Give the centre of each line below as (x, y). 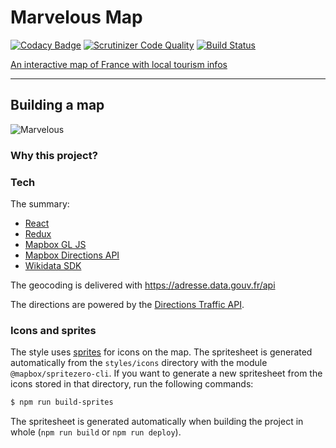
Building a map (57, 105)
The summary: (40, 203)
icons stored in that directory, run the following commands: (132, 384)
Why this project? (54, 155)
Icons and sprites (53, 330)
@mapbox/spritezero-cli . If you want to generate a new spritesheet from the (166, 373)
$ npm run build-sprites (62, 402)
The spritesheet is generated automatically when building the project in (157, 422)
